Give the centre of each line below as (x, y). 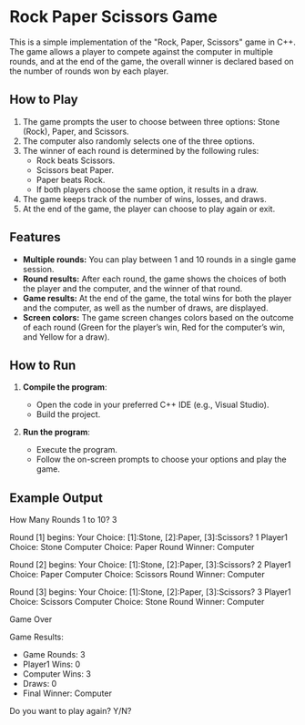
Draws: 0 (40, 684)
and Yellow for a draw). (66, 337)
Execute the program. (77, 450)
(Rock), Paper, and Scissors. (76, 131)
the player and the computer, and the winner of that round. (132, 288)
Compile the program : (65, 387)
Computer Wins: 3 (56, 674)
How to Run (43, 365)
